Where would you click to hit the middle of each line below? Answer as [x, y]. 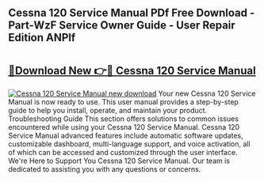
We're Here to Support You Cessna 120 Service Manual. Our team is [119, 161]
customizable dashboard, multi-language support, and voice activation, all [130, 144]
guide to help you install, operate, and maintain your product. [108, 110]
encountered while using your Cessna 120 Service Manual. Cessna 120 [124, 127]
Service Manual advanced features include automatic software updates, [126, 135]
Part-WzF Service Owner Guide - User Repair [122, 26]
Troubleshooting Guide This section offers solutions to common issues [124, 119]
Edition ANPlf [42, 38]
